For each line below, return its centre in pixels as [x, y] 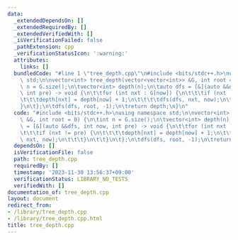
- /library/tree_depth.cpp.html [55, 219]
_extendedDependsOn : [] [49, 21]
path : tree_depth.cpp [46, 159]
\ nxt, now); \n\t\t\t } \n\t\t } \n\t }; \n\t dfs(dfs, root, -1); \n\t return [126, 139]
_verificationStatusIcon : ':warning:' [71, 54]
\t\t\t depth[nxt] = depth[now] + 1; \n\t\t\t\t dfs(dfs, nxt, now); [120, 100]
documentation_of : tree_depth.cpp [58, 192]
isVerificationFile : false [53, 153]
